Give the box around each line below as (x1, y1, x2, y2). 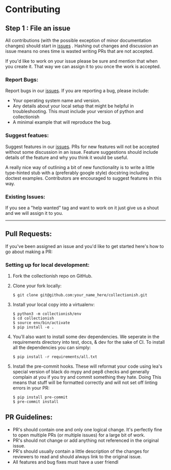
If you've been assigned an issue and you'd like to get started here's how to (5, 243, 164, 249)
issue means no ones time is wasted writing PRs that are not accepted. (5, 48, 154, 54)
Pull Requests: (5, 230, 52, 238)
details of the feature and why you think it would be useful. (5, 154, 129, 160)
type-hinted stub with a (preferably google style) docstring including (5, 170, 149, 176)
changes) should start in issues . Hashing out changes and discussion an (5, 43, 159, 49)
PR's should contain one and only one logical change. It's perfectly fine (12, 426, 162, 432)
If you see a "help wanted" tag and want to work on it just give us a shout (5, 205, 159, 211)
